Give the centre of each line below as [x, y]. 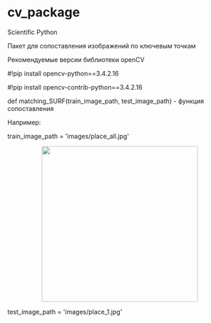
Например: [24, 122]
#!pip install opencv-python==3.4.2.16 [63, 73]
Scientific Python [32, 32]
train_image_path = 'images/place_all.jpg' [68, 136]
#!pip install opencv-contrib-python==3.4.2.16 [75, 87]
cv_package [44, 12]
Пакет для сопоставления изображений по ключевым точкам [102, 46]
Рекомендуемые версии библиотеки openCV [76, 59]
